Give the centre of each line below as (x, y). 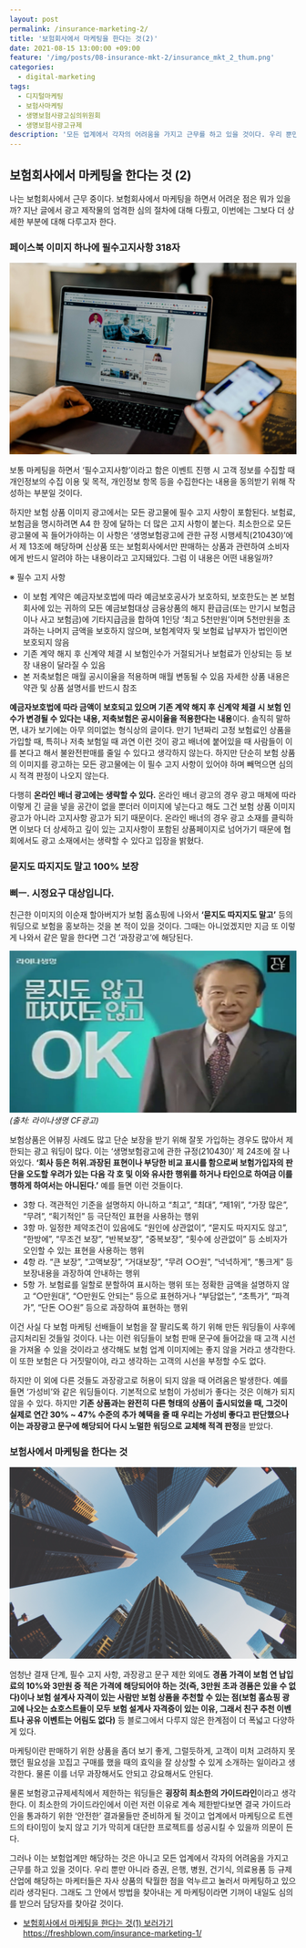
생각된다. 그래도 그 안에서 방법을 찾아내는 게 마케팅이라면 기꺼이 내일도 (151, 1891)
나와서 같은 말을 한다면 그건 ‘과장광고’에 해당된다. (106, 938)
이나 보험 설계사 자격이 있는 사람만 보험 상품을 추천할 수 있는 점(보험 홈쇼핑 (150, 1697)
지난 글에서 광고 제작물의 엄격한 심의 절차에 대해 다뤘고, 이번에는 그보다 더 (153, 210)
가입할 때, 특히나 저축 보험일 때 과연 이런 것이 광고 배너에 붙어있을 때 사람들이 (147, 741)
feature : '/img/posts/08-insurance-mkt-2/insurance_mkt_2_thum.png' (142, 58)
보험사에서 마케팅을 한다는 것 (69, 1452)
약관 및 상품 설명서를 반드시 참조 (80, 688)
